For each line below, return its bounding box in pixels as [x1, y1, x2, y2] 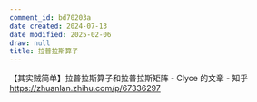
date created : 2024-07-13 [9, 22, 107, 31]
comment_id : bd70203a [9, 13, 92, 23]
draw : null [9, 38, 51, 48]
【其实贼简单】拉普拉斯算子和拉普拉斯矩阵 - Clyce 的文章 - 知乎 [9, 73, 249, 84]
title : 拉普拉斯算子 [9, 47, 79, 56]
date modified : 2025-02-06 [9, 30, 112, 39]
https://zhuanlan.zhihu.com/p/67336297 [9, 83, 162, 94]
